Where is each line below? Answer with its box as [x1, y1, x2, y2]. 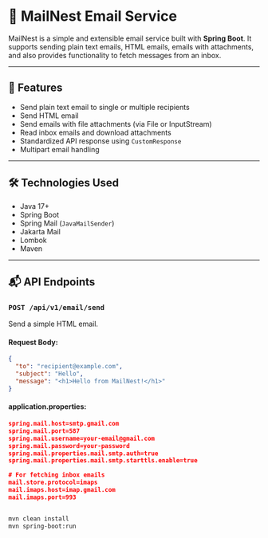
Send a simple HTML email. [8, 319, 98, 329]
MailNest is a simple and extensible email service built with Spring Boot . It [8, 33, 252, 43]
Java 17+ [19, 201, 49, 210]
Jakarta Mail [19, 226, 61, 236]
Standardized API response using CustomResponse [19, 135, 182, 146]
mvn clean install [8, 514, 69, 523]
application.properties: [8, 402, 87, 411]
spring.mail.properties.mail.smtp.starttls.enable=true [8, 457, 198, 465]
